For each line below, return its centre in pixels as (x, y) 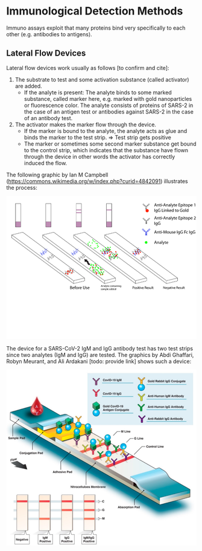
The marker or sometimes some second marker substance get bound (110, 144)
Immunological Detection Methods (95, 11)
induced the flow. (46, 163)
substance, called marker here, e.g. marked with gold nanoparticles (108, 98)
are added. (28, 86)
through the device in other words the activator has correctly (99, 156)
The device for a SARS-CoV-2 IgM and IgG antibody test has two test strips (100, 348)
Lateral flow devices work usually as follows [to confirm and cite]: (88, 68)
